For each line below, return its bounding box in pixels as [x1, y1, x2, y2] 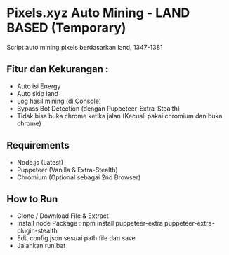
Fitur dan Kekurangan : [6, 63, 109, 75]
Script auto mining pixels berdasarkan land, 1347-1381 [6, 43, 163, 51]
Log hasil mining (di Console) [16, 97, 102, 105]
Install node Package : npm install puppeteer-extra [16, 219, 163, 228]
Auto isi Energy [16, 82, 61, 90]
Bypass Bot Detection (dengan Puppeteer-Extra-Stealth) [16, 104, 181, 113]
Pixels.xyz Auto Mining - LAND [6, 5, 190, 21]
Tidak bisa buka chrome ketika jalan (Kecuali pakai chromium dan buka [16, 111, 223, 120]
